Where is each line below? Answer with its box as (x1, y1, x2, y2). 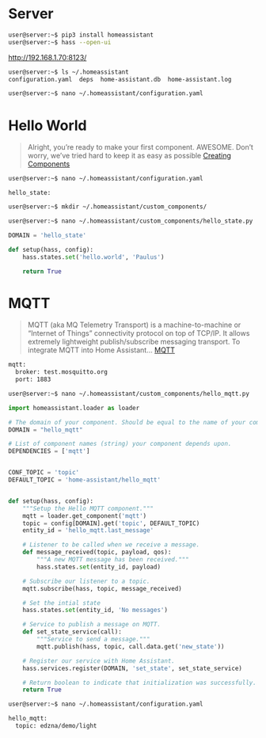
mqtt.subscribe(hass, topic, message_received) (22, 584, 182, 592)
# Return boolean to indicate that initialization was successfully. (22, 679, 257, 687)
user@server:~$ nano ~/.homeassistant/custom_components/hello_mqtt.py (8, 390, 249, 398)
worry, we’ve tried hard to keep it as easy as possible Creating (27, 151, 231, 161)
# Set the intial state (22, 599, 101, 607)
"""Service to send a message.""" (36, 635, 150, 644)
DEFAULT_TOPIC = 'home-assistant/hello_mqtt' (8, 476, 161, 484)
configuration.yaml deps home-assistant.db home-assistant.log (8, 75, 232, 83)
